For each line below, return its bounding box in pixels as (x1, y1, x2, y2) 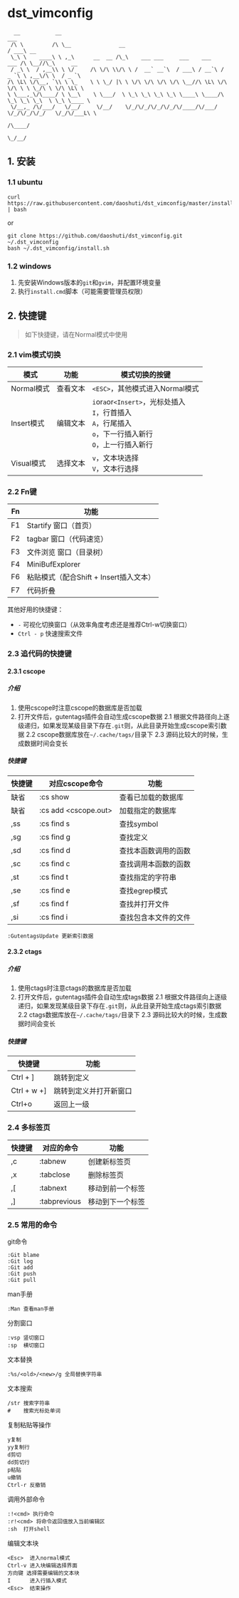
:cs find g (39, 831, 71, 841)
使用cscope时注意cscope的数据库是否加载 (17, 703, 142, 712)
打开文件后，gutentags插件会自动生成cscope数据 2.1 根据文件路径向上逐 (17, 712, 230, 720)
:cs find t (39, 872, 69, 882)
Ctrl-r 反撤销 (7, 1481, 46, 1488)
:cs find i (39, 912, 68, 922)
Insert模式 (11, 419, 45, 429)
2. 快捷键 (7, 310, 47, 322)
